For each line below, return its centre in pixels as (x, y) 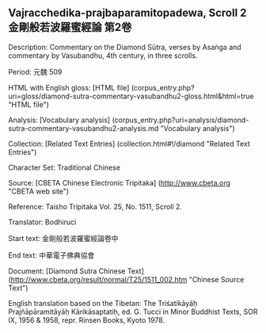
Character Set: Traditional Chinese (65, 167)
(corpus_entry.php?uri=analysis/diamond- (180, 120)
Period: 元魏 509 (35, 71)
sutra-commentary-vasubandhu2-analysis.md (84, 128)
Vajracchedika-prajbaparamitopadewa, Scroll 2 (127, 13)
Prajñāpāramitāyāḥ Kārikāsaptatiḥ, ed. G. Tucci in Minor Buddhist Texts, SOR (133, 312)
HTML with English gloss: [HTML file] (69, 87)
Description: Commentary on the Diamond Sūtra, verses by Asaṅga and (125, 47)
